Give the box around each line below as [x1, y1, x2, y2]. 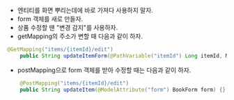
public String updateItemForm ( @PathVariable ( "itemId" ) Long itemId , [19, 52, 223, 59]
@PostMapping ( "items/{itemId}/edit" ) [19, 79, 130, 87]
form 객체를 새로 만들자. [17, 15, 84, 23]
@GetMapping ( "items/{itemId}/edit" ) [7, 46, 114, 53]
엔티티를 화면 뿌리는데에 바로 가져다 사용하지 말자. [17, 6, 153, 14]
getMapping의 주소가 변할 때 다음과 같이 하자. [17, 32, 143, 40]
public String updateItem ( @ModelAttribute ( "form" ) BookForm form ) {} [19, 86, 226, 93]
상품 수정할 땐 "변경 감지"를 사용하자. [17, 24, 118, 31]
